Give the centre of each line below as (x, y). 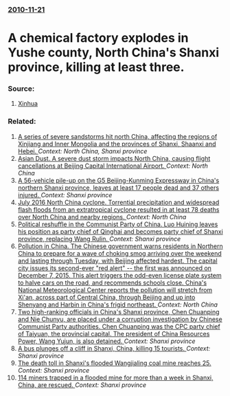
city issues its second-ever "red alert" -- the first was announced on (115, 268)
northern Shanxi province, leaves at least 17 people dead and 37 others (118, 188)
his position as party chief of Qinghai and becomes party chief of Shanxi (120, 231)
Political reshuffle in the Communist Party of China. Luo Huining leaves (118, 224)
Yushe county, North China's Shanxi (114, 53)
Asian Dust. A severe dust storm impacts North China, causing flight (114, 158)
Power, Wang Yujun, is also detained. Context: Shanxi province (106, 341)
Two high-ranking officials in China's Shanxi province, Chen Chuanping (118, 311)
